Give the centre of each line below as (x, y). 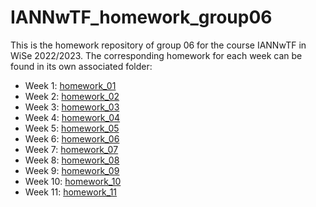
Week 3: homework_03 (72, 107)
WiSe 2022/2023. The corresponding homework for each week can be (156, 55)
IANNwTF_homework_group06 (141, 17)
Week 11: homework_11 (71, 192)
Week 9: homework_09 (72, 170)
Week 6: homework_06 (72, 138)
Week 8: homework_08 (72, 160)
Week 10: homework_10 (73, 181)
